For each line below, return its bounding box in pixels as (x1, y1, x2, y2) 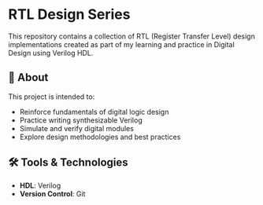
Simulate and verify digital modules (19, 123, 134, 133)
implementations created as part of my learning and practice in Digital (8, 39, 235, 49)
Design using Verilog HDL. (8, 48, 94, 57)
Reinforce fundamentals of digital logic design (19, 107, 169, 116)
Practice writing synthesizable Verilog (19, 115, 143, 125)
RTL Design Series (8, 5, 131, 24)
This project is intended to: (8, 92, 95, 101)
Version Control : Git (19, 189, 86, 198)
